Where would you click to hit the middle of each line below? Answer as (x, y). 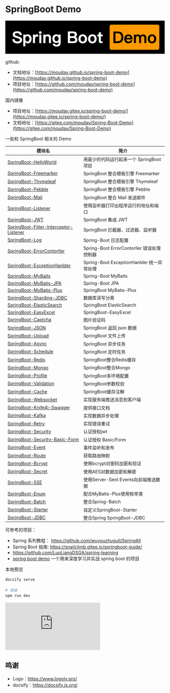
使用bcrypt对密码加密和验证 (112, 463)
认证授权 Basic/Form (105, 440)
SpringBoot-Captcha (29, 320)
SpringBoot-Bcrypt (28, 463)
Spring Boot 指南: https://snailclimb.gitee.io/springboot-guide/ (77, 547)
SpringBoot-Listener (29, 208)
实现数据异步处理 (101, 415)
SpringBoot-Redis (26, 360)
